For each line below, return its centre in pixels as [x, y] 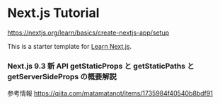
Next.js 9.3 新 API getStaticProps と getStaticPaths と [101, 66]
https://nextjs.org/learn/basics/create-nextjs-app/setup [88, 33]
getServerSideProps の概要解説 [62, 76]
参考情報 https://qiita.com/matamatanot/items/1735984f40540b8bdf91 [110, 93]
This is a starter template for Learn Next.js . [70, 46]
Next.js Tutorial [53, 13]
